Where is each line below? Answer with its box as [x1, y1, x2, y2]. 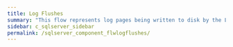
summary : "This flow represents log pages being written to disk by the [7, 17, 222, 23]
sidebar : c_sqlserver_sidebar [7, 23, 95, 30]
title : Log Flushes [7, 10, 64, 17]
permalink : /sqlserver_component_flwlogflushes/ [7, 29, 150, 37]
